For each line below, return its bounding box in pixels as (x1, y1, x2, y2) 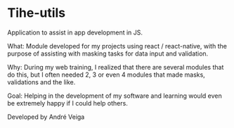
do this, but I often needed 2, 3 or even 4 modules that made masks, (7, 70, 205, 79)
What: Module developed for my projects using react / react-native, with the (7, 41, 227, 50)
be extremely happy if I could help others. (7, 98, 128, 107)
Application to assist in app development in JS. (7, 28, 143, 37)
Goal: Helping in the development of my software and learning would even (7, 91, 223, 100)
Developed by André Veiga (7, 113, 85, 121)
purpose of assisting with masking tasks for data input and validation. (7, 49, 209, 58)
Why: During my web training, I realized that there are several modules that (7, 63, 224, 71)
